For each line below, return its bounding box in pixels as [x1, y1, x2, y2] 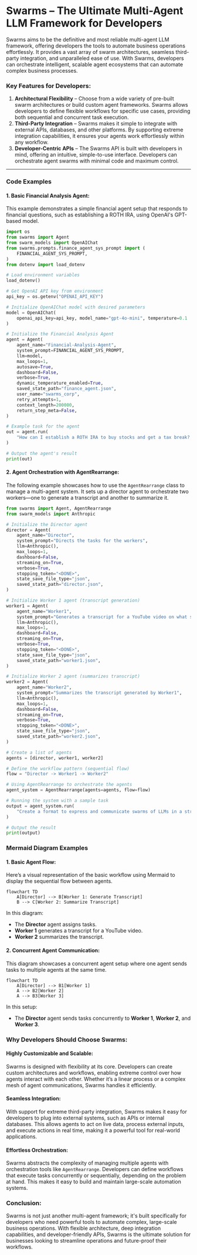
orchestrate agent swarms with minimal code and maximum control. [14, 157, 179, 165]
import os [6, 229, 30, 235]
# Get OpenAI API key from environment [6, 289, 104, 294]
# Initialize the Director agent [6, 521, 88, 527]
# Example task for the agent [6, 423, 80, 429]
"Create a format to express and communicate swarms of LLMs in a [16, 808, 182, 815]
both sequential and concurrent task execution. [14, 114, 129, 121]
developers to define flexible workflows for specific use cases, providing [14, 107, 191, 115]
